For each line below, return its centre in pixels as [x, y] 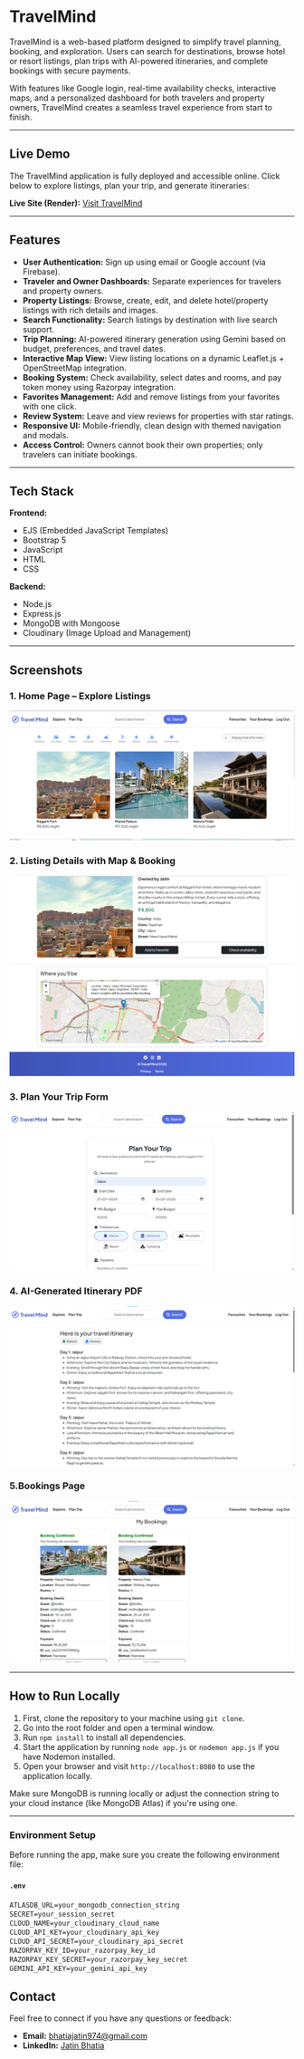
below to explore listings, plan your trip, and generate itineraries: [130, 185]
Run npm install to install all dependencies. [104, 1737]
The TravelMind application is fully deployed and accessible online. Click [145, 176]
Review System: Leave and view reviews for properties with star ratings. [158, 416]
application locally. [57, 1775]
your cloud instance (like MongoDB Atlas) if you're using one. [123, 1803]
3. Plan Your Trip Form [59, 1097]
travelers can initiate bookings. [80, 454]
